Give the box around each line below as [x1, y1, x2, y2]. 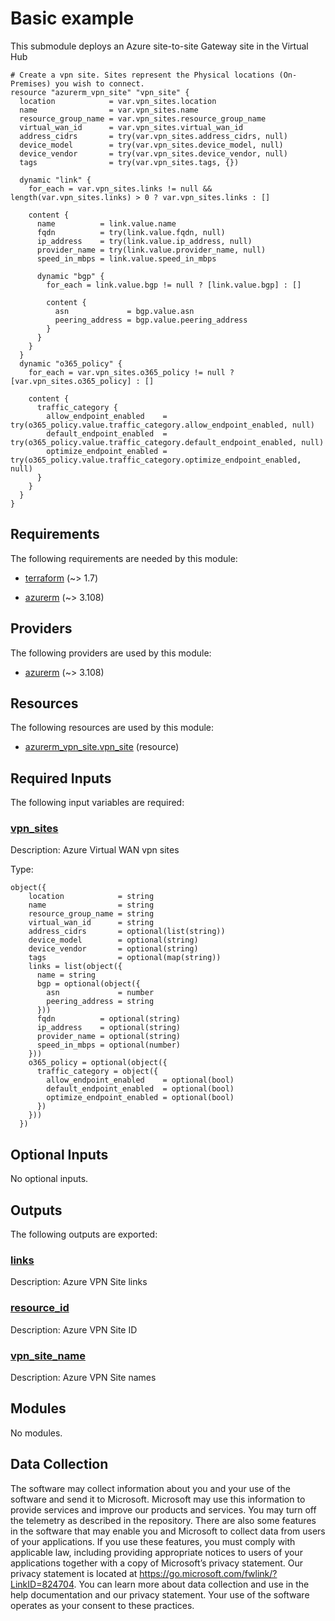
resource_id [10, 1301, 70, 1315]
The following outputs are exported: [10, 1228, 158, 1241]
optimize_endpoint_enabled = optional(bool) [46, 1093, 235, 1103]
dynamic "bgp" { [36, 271, 105, 281]
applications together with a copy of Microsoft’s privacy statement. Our [10, 1557, 304, 1569]
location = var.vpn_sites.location [19, 96, 217, 106]
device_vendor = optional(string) [28, 944, 199, 954]
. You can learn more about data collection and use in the [73, 1578, 310, 1590]
